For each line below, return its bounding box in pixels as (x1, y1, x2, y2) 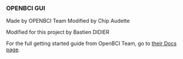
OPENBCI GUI (6, 4, 45, 12)
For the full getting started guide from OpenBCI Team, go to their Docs (6, 40, 177, 47)
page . (6, 46, 21, 53)
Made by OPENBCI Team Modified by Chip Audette (6, 18, 130, 25)
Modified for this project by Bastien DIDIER (6, 29, 110, 36)
